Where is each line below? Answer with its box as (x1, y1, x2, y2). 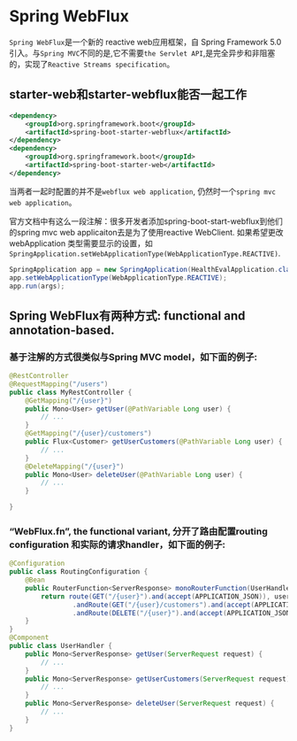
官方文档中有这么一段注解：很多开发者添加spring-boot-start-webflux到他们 (9, 215, 283, 227)
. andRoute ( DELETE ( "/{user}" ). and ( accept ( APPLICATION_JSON (72, 608, 291, 617)
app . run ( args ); (9, 282, 65, 290)
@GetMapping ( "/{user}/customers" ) (25, 429, 152, 438)
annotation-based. (9, 322, 115, 337)
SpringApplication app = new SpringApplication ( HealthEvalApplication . (9, 265, 278, 274)
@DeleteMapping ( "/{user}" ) (25, 462, 125, 471)
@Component (9, 633, 49, 643)
